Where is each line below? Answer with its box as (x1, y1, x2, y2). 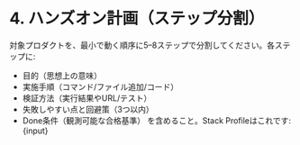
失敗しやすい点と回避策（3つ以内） (22, 104, 155, 114)
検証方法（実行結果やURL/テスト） (22, 92, 152, 104)
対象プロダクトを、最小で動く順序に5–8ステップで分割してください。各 (9, 40, 276, 50)
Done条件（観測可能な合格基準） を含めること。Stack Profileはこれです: (22, 114, 291, 126)
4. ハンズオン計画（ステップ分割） (9, 8, 265, 29)
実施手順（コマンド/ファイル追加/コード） (22, 81, 178, 92)
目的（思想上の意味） (22, 69, 102, 81)
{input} (22, 125, 49, 136)
